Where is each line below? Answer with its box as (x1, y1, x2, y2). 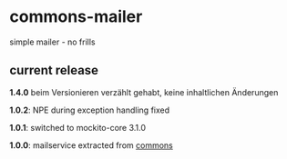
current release (9, 63, 98, 78)
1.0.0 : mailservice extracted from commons (9, 139, 173, 151)
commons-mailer (9, 6, 143, 27)
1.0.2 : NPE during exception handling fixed (9, 104, 170, 115)
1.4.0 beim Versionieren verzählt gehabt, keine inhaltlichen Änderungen (9, 86, 279, 97)
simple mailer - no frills (9, 36, 96, 47)
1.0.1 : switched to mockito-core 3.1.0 (9, 122, 147, 133)
